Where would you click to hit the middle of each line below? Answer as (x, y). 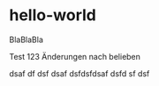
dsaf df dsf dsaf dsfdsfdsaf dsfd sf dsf (79, 73)
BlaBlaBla (26, 39)
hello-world (53, 15)
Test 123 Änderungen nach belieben (75, 56)
